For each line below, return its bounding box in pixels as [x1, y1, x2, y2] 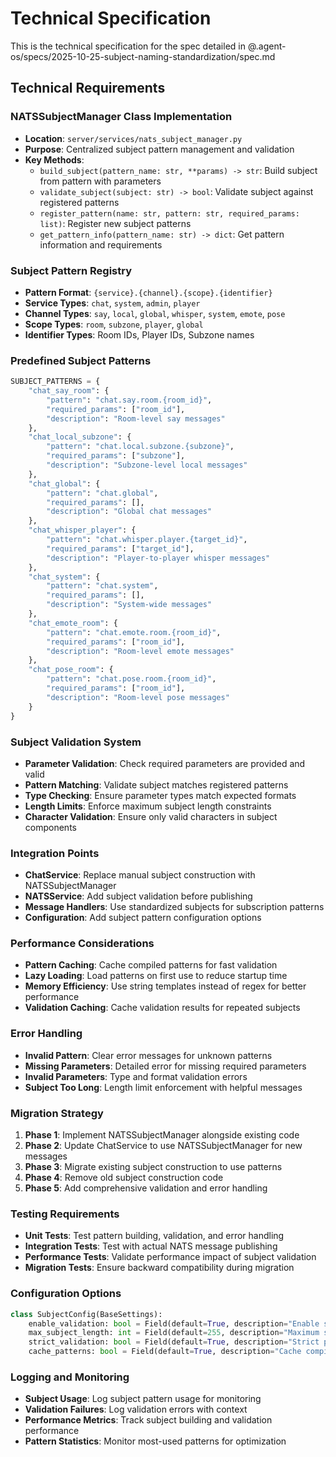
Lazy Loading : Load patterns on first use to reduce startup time [24, 970, 288, 982]
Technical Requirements [10, 80, 166, 97]
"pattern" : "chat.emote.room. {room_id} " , [46, 627, 222, 637]
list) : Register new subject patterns [39, 217, 192, 229]
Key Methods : [24, 153, 85, 166]
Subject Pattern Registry [10, 263, 132, 277]
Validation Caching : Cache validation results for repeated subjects [24, 1002, 301, 1014]
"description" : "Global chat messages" [46, 507, 213, 517]
